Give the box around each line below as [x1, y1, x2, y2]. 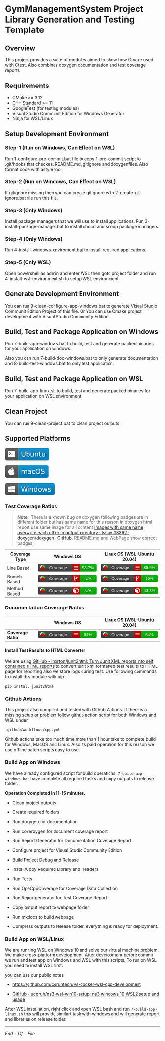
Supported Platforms [5, 434, 71, 443]
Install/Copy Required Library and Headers [12, 866, 99, 872]
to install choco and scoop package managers [64, 224, 159, 230]
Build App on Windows [5, 759, 60, 766]
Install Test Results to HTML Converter [5, 647, 86, 653]
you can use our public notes [5, 972, 64, 978]
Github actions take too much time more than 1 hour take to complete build [5, 736, 156, 742]
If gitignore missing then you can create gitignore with [5, 189, 114, 195]
